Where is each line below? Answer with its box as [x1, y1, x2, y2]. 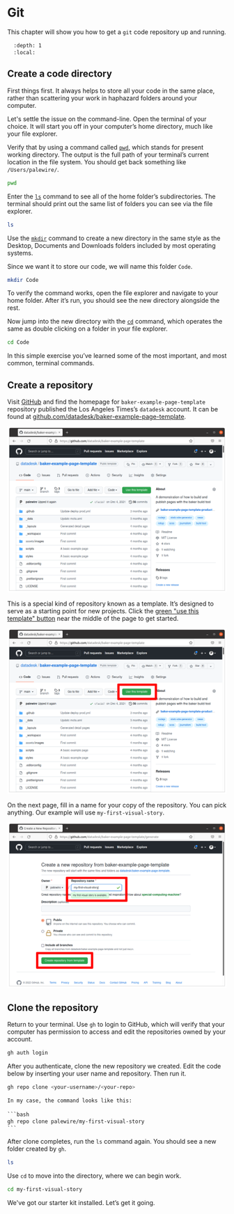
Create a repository [7, 379, 93, 391]
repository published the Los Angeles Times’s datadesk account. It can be [7, 405, 218, 413]
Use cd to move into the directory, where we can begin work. [7, 1172, 182, 1180]
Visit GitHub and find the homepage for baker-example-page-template [7, 397, 205, 406]
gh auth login [7, 1050, 49, 1057]
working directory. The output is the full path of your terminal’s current [7, 150, 209, 159]
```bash [7, 1111, 30, 1118]
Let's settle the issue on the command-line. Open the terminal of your [7, 114, 207, 123]
